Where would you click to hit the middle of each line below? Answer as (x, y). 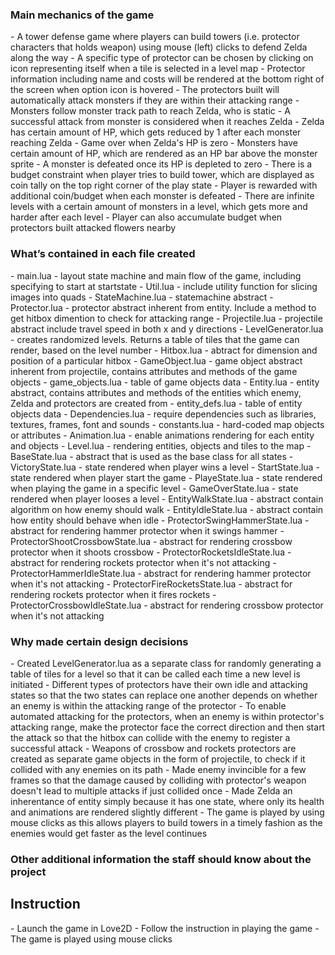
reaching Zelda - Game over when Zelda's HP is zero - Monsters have (154, 143)
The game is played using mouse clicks (91, 939)
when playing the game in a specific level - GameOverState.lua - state (154, 488)
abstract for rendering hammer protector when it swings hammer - (147, 530)
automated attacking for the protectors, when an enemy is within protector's (167, 716)
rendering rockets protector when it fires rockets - (113, 594)
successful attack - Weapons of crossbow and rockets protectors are (153, 748)
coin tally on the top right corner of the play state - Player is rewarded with (164, 185)
